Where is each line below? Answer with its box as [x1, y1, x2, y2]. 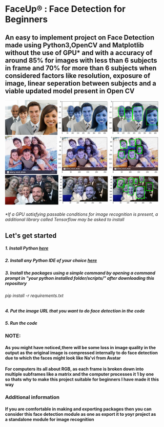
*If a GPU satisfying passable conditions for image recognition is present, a [5, 211, 158, 217]
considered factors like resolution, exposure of [5, 71, 150, 80]
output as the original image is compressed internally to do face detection [5, 350, 158, 356]
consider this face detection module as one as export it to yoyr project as [5, 411, 156, 417]
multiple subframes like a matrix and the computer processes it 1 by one [5, 371, 154, 377]
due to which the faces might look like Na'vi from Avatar [5, 355, 121, 360]
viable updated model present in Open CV [5, 87, 135, 95]
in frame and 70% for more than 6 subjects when [5, 64, 157, 72]
